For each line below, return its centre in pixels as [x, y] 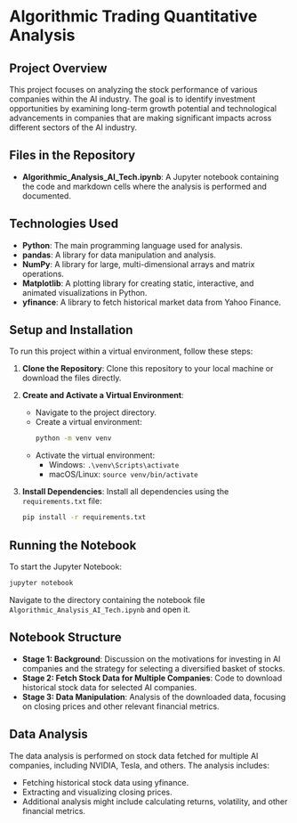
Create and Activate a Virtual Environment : [103, 395]
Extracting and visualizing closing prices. [97, 792]
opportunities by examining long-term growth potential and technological [143, 108]
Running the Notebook [73, 545]
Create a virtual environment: [88, 422]
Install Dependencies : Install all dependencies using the [125, 492]
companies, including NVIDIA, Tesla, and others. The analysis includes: [139, 765]
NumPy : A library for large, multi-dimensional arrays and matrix [138, 264]
